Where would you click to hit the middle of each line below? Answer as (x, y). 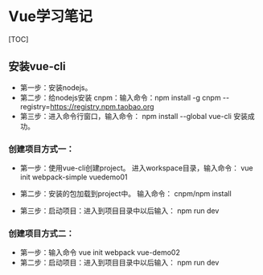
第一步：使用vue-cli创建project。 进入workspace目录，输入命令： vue (136, 168)
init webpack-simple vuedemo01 (74, 177)
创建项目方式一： (41, 149)
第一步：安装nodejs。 (56, 87)
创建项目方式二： (41, 233)
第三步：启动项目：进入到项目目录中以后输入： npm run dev (119, 211)
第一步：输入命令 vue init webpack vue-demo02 (100, 252)
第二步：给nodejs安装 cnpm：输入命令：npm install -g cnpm (120, 97)
